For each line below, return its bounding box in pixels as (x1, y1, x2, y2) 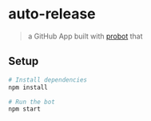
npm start (8, 105, 42, 113)
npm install (8, 83, 48, 91)
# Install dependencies (8, 75, 88, 84)
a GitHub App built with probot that (27, 31, 143, 41)
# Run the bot (8, 98, 56, 106)
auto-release (8, 5, 96, 23)
